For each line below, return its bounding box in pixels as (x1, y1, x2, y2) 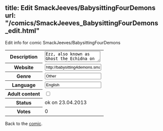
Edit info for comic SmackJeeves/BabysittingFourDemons (5, 39, 121, 45)
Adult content (7, 91, 40, 97)
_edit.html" (5, 27, 40, 35)
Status (16, 99, 32, 106)
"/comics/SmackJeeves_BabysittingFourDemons (5, 19, 159, 27)
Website (14, 64, 34, 71)
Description (10, 53, 38, 60)
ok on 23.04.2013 (44, 99, 87, 106)
